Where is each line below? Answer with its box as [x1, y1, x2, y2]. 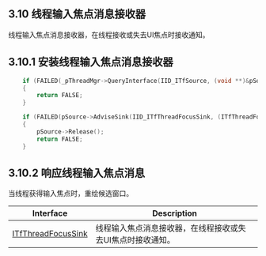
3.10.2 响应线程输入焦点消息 [8, 166, 146, 179]
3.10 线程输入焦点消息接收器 [8, 7, 146, 21]
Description [151, 208, 198, 219]
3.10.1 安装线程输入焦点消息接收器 [8, 55, 173, 69]
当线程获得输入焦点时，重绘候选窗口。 [8, 189, 133, 198]
